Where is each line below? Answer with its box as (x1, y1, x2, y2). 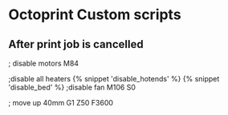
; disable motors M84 (8, 58, 79, 68)
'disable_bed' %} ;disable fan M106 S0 (8, 82, 136, 92)
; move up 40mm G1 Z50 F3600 (8, 98, 114, 107)
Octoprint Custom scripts (8, 6, 182, 24)
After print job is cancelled (8, 38, 144, 51)
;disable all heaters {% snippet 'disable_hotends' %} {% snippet (8, 74, 220, 83)
